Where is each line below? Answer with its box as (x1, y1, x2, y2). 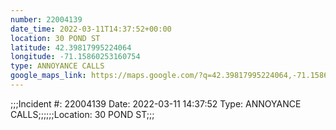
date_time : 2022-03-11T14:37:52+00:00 (10, 24, 172, 34)
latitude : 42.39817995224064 (10, 42, 132, 53)
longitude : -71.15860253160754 (10, 52, 141, 62)
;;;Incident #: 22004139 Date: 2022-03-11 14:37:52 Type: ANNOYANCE (10, 97, 302, 110)
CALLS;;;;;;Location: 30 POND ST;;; (10, 108, 155, 120)
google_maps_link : (10, 71, 87, 81)
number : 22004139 (10, 14, 83, 25)
